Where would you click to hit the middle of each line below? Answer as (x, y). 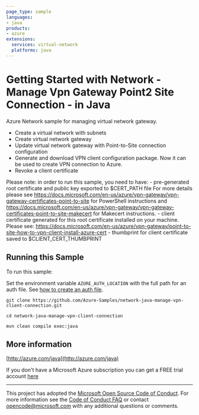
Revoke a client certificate (46, 170)
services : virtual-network (45, 45)
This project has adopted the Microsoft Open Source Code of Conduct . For (97, 393)
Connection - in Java (58, 105)
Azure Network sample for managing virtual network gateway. (82, 121)
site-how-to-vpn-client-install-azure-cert (57, 232)
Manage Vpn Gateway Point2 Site (90, 92)
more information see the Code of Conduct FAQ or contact (78, 400)
